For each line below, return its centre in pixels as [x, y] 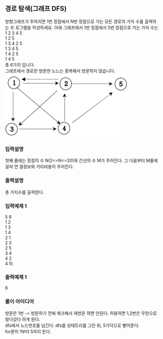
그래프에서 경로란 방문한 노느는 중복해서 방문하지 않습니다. [60, 71]
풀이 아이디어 [19, 301]
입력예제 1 [16, 206]
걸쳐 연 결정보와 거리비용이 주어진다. [39, 167]
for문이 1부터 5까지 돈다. [28, 331]
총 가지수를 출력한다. [25, 192]
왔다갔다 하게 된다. [23, 319]
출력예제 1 [16, 277]
